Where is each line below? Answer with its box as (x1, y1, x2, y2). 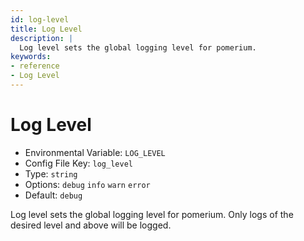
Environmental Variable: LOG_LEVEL (24, 146, 166, 158)
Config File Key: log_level (24, 157, 133, 169)
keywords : (10, 52, 52, 62)
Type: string (24, 167, 78, 180)
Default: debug (24, 189, 83, 201)
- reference (10, 61, 60, 71)
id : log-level (10, 14, 70, 25)
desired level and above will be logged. (10, 219, 172, 231)
